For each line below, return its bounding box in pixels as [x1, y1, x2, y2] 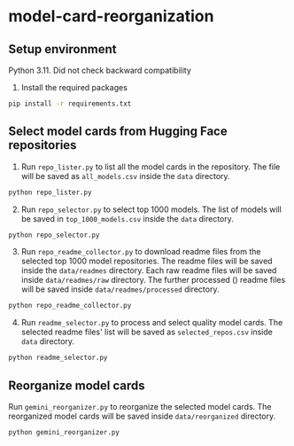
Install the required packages [20, 82, 128, 92]
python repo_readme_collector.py [8, 301, 132, 310]
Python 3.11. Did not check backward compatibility [8, 65, 192, 75]
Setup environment [8, 42, 117, 57]
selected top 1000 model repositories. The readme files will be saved [20, 255, 273, 267]
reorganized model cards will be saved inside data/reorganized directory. [8, 411, 276, 421]
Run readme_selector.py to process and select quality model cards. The [20, 317, 283, 328]
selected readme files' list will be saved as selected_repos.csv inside [20, 326, 274, 338]
